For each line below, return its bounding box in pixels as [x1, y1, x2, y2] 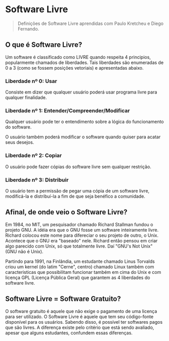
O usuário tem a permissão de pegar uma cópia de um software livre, [5, 188, 150, 194]
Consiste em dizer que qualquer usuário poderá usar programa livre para [5, 89, 157, 95]
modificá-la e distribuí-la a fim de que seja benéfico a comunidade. [5, 193, 146, 199]
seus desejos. [5, 139, 34, 145]
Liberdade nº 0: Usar [5, 77, 57, 84]
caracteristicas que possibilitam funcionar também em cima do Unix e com [5, 269, 161, 275]
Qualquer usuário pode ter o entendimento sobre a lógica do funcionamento [5, 118, 164, 125]
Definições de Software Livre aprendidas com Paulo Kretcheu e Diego [17, 20, 163, 26]
